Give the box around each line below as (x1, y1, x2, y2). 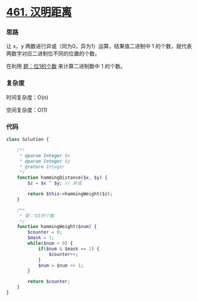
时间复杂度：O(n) (6, 93, 49, 101)
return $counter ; (27, 278, 70, 285)
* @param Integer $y (19, 158, 70, 164)
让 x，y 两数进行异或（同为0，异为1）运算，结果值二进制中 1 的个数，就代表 (6, 43, 192, 50)
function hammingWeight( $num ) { (17, 224, 97, 230)
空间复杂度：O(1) (6, 106, 48, 113)
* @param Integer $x (19, 153, 70, 159)
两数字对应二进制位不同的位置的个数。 (6, 50, 100, 57)
